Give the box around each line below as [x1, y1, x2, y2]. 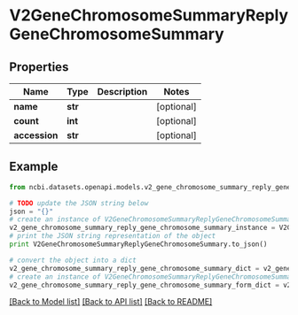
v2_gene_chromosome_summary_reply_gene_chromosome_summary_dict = [9, 264, 260, 273]
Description [97, 86, 148, 97]
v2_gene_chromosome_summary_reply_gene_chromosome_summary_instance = [9, 223, 276, 233]
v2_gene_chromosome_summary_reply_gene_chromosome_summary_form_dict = [9, 280, 279, 289]
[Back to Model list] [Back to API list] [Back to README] [9, 296, 213, 307]
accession [13, 129, 59, 142]
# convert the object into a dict [9, 256, 137, 265]
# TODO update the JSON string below [9, 198, 149, 208]
